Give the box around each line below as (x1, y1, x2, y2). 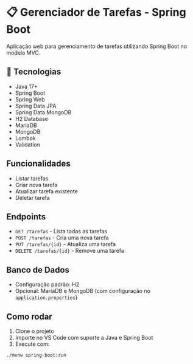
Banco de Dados (6, 264, 70, 275)
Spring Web (15, 95, 45, 103)
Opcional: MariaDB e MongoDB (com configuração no (15, 287, 151, 295)
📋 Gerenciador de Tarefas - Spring (6, 5, 187, 19)
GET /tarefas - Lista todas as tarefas (15, 228, 108, 235)
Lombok (15, 134, 37, 142)
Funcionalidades (6, 159, 71, 169)
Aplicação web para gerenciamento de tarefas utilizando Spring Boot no (6, 43, 188, 50)
